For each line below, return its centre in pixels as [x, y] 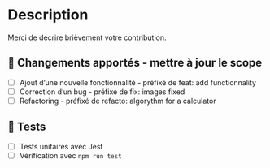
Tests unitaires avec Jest [61, 146]
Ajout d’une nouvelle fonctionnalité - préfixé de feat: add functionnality [138, 82]
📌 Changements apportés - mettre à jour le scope [135, 63]
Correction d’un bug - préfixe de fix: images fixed [102, 92]
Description [48, 15]
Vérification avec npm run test [71, 155]
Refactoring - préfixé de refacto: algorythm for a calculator [118, 101]
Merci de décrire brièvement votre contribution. [87, 37]
